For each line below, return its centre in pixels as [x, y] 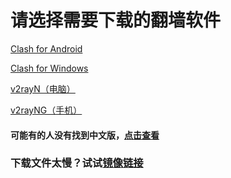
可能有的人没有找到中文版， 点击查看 [85, 135]
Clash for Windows [49, 68]
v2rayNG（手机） [46, 110]
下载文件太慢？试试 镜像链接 [77, 163]
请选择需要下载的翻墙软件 [116, 20]
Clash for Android [46, 48]
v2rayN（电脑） [43, 88]
